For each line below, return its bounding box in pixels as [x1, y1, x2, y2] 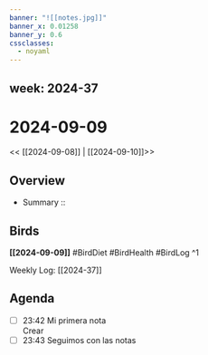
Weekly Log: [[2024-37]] [9, 264, 102, 276]
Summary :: [22, 197, 66, 208]
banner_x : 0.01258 [9, 22, 79, 31]
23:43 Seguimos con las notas [22, 334, 137, 345]
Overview [9, 173, 66, 188]
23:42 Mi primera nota [22, 314, 107, 326]
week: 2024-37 [9, 81, 99, 96]
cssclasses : [9, 38, 54, 48]
